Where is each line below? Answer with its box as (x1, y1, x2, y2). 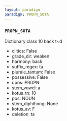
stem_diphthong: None (11, 100, 58, 107)
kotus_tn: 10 (11, 90, 36, 96)
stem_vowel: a (11, 85, 40, 91)
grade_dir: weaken (11, 53, 50, 59)
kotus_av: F (11, 106, 35, 112)
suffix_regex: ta (11, 63, 43, 69)
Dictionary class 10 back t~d (4, 38, 63, 44)
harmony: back (11, 58, 43, 64)
